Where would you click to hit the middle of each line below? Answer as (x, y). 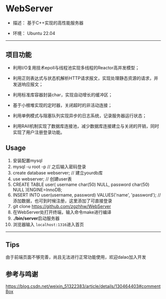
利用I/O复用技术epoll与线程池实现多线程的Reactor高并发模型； (76, 67)
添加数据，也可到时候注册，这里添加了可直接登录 (62, 201)
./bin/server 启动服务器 (36, 218)
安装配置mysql (28, 160)
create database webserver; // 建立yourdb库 (58, 173)
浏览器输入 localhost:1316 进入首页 (48, 224)
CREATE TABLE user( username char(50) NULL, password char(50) (81, 184)
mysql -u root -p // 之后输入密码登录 (49, 166)
